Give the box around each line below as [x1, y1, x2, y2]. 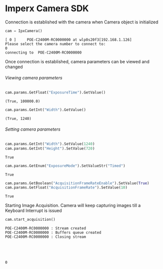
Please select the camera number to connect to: [5, 41, 106, 46]
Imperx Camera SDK [5, 3, 89, 14]
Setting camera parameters [5, 126, 61, 132]
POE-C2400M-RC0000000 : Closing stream [5, 234, 86, 239]
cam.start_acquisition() [5, 217, 56, 222]
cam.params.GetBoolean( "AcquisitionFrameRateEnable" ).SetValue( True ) [5, 181, 150, 186]
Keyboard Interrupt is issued [5, 208, 62, 213]
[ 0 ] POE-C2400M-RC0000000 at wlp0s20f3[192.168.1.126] [5, 37, 132, 42]
